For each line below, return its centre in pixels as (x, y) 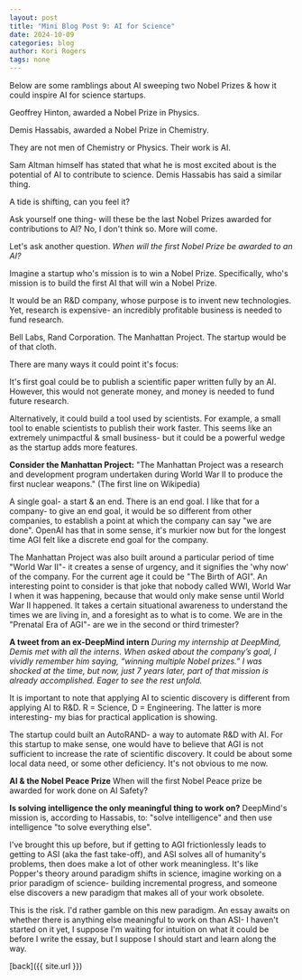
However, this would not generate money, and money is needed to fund (142, 391)
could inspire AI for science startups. (78, 95)
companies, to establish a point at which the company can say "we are (141, 521)
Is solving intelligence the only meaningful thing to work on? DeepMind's (148, 808)
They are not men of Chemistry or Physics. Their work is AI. (120, 147)
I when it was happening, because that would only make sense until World (147, 596)
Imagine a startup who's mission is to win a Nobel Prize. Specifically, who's (149, 273)
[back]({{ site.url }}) (46, 966)
